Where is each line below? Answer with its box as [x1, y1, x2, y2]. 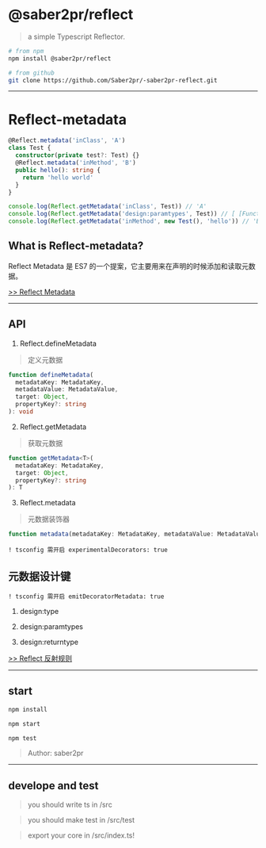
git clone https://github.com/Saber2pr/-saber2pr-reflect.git [8, 76, 218, 84]
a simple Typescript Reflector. [27, 32, 125, 41]
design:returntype [19, 637, 79, 647]
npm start [8, 719, 41, 727]
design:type [19, 606, 59, 616]
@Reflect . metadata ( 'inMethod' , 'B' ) [15, 159, 136, 167]
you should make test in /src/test [27, 815, 135, 825]
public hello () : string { [15, 166, 101, 174]
